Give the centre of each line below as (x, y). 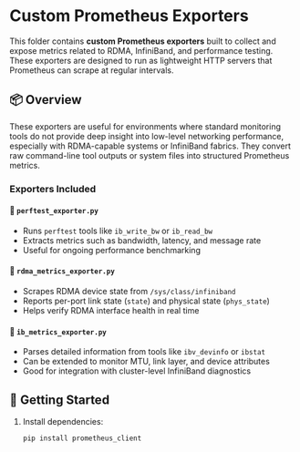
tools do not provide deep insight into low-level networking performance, (147, 136)
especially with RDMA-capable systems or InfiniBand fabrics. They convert (150, 146)
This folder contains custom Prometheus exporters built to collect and (143, 41)
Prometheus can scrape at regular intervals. (92, 70)
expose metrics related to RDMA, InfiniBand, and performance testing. (141, 50)
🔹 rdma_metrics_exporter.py (62, 271)
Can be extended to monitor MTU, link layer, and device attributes (146, 362)
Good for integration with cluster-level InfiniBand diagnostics (137, 371)
